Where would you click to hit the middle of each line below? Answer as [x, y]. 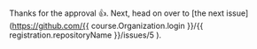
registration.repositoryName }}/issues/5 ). [86, 35]
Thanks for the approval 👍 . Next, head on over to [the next [117, 13]
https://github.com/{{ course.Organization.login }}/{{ [108, 26]
